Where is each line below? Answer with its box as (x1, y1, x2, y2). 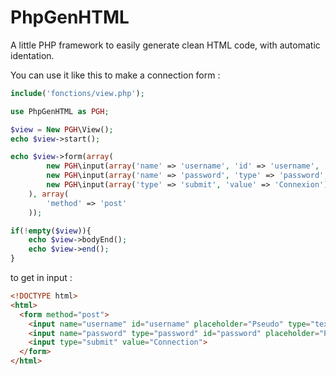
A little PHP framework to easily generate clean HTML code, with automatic (10, 39, 321, 51)
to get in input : (10, 272, 73, 284)
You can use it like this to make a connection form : (10, 69, 221, 81)
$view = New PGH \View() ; (10, 124, 114, 135)
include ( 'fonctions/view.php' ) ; (10, 88, 145, 98)
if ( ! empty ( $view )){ (10, 226, 92, 236)
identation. (10, 49, 55, 61)
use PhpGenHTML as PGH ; (10, 106, 110, 116)
